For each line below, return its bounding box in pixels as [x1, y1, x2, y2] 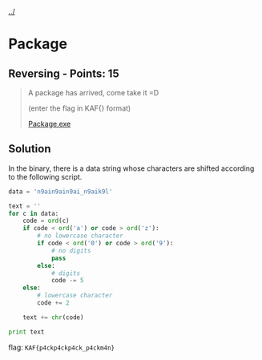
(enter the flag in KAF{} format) [27, 103, 131, 113]
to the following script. [8, 172, 83, 181]
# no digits [50, 246, 91, 255]
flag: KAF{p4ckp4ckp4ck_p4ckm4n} [8, 342, 115, 352]
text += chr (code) [22, 313, 84, 322]
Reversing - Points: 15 [8, 67, 119, 80]
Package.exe [27, 119, 71, 128]
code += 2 [37, 299, 70, 307]
